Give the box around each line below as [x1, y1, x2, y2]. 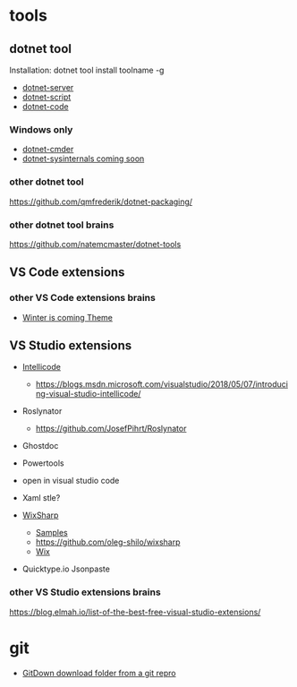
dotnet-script [21, 91, 72, 102]
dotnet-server [21, 82, 74, 92]
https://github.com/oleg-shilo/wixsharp [35, 537, 181, 547]
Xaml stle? [21, 493, 61, 503]
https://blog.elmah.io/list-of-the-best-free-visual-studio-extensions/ [9, 606, 261, 617]
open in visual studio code [21, 476, 120, 486]
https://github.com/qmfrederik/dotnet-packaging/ [9, 196, 193, 207]
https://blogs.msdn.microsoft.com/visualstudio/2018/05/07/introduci [35, 379, 289, 390]
